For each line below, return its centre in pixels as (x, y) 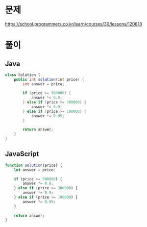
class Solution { (23, 75)
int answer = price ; (44, 84)
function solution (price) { (34, 165)
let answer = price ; (35, 170)
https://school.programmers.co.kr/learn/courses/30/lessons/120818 (73, 24)
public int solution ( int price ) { (49, 79)
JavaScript (22, 154)
